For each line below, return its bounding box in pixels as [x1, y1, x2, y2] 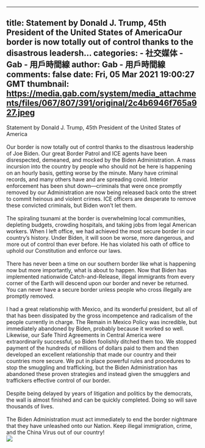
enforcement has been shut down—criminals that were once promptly [6, 182, 182, 189]
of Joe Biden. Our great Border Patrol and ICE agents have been [6, 150, 168, 157]
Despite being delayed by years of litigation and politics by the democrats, [6, 389, 193, 397]
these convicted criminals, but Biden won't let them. [6, 201, 137, 209]
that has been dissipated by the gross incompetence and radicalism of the [6, 312, 193, 319]
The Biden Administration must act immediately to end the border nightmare [6, 416, 197, 423]
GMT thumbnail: [6, 79, 70, 89]
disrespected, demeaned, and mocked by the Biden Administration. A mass [6, 156, 196, 164]
